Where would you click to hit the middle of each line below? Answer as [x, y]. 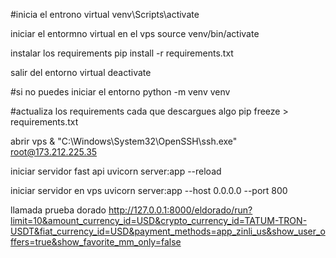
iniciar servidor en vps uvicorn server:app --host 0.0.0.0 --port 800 [149, 190]
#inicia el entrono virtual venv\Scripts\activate [105, 14]
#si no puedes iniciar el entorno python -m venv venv [120, 92]
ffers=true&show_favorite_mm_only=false [96, 242]
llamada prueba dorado [58, 210]
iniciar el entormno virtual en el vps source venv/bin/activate [135, 33]
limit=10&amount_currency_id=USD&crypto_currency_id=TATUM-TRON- [159, 220]
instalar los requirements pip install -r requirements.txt [122, 53]
